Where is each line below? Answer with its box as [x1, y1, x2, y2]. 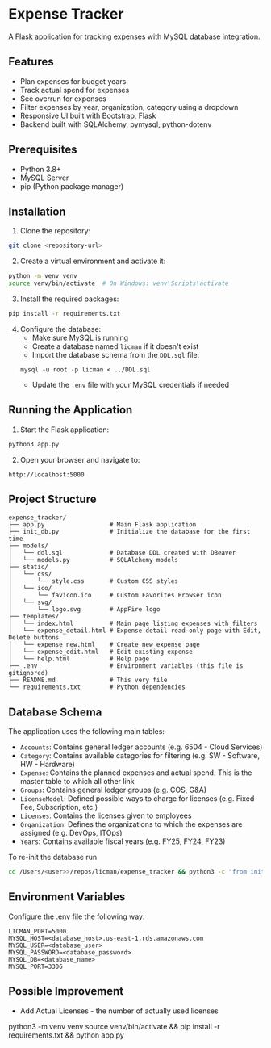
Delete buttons [8, 634, 60, 642]
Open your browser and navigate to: [19, 455, 140, 464]
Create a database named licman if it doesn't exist [31, 341, 199, 351]
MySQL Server [19, 173, 69, 182]
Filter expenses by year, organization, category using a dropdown [19, 102, 239, 111]
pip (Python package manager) [19, 181, 124, 191]
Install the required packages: [19, 294, 119, 304]
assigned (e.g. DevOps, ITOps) [19, 828, 123, 838]
